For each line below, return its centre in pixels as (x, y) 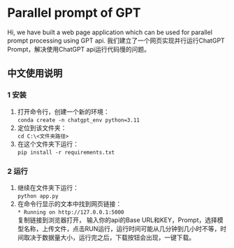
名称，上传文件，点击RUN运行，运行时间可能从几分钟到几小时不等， (122, 228)
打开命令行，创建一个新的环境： (63, 111)
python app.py (38, 196)
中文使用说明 (35, 74)
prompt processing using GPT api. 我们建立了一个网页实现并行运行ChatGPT (116, 41)
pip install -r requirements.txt (66, 152)
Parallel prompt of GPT (74, 13)
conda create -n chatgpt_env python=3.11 (78, 120)
